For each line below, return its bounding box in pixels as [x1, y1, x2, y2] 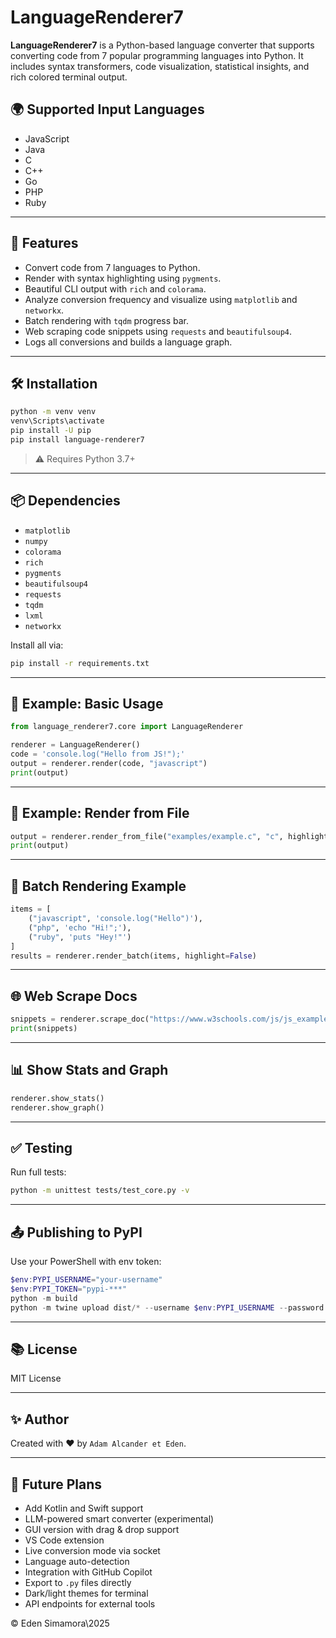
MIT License [10, 1372, 62, 1385]
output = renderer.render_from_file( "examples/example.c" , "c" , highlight [10, 831, 329, 841]
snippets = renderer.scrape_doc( [10, 1014, 150, 1025]
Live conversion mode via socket [24, 1544, 161, 1556]
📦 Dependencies [10, 492, 121, 510]
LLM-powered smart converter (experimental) [24, 1512, 215, 1525]
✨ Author [10, 1411, 70, 1428]
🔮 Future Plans [10, 1476, 103, 1493]
